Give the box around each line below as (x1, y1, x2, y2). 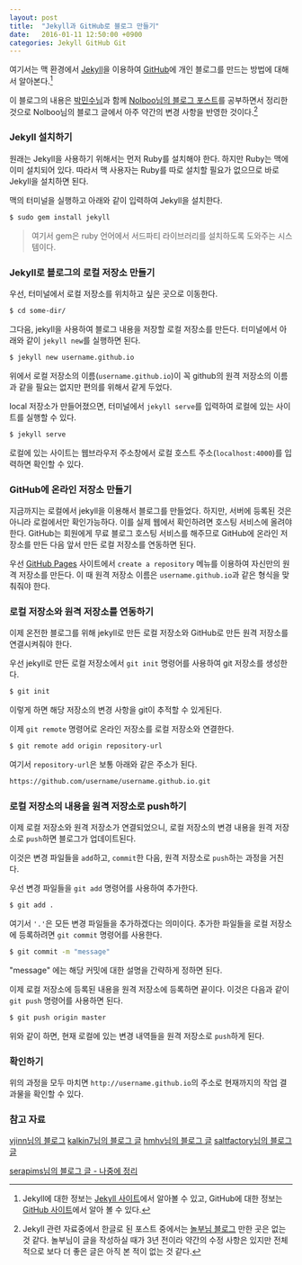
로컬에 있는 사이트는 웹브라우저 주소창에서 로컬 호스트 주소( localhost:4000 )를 (9, 447, 283, 458)
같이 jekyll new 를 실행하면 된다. (25, 335, 141, 345)
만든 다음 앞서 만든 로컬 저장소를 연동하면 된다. (32, 539, 196, 550)
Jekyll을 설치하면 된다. (9, 175, 89, 186)
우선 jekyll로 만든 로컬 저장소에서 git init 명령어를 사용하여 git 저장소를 (9, 658, 264, 668)
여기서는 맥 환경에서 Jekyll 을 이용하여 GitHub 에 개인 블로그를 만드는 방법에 (9, 64, 272, 75)
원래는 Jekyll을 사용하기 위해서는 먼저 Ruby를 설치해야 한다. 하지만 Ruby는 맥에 (9, 153, 289, 164)
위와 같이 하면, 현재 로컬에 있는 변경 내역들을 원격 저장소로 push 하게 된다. (9, 1030, 265, 1041)
